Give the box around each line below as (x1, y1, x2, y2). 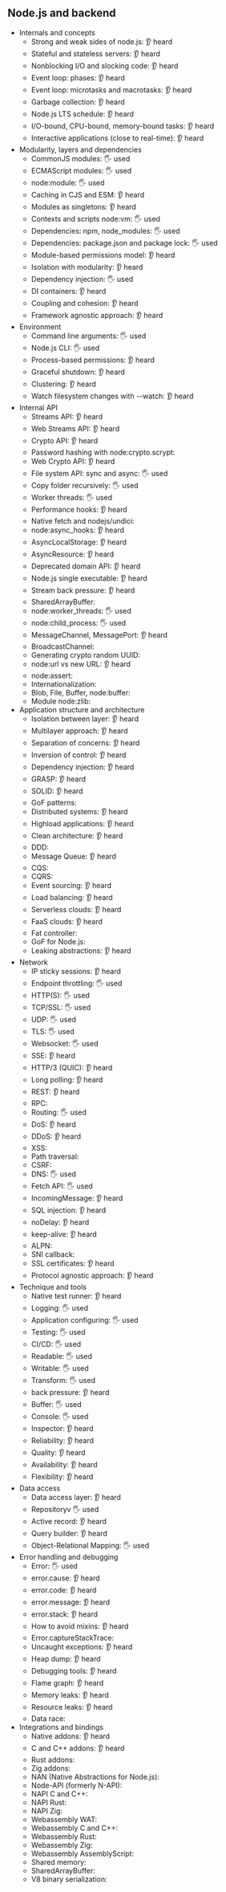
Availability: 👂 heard (30, 1459, 98, 1469)
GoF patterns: (30, 797, 77, 807)
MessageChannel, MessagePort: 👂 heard (30, 630, 167, 639)
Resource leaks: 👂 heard (30, 1702, 113, 1711)
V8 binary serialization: (30, 1874, 107, 1884)
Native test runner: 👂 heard (30, 1291, 122, 1300)
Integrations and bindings (18, 1722, 104, 1731)
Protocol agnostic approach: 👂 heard (30, 1270, 154, 1280)
